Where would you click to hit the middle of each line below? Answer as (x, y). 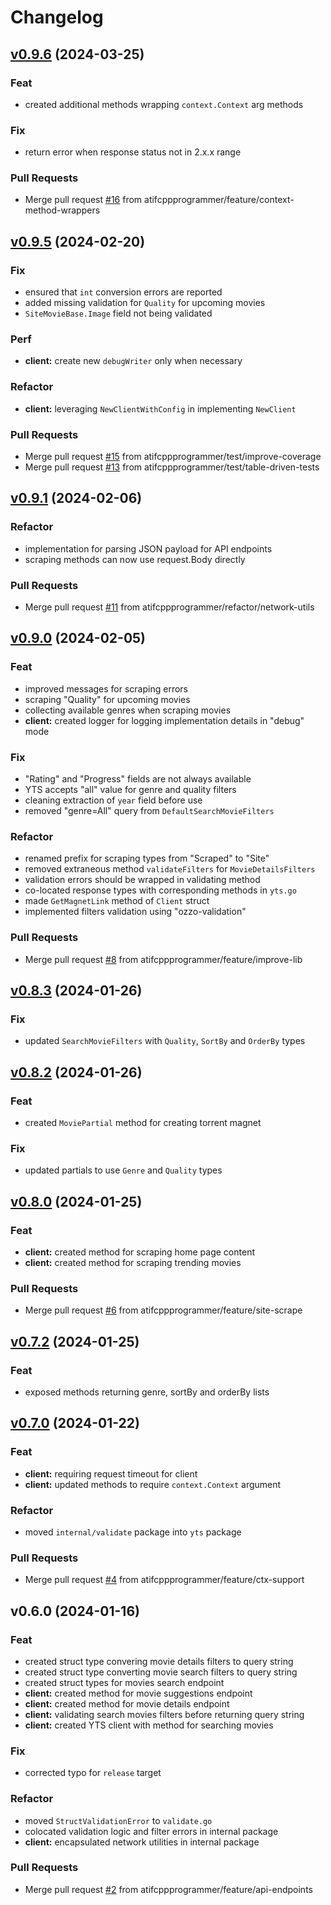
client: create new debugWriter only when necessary (133, 361)
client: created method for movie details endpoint (127, 1703)
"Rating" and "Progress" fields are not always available (138, 779)
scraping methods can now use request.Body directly (135, 559)
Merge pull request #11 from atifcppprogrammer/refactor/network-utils (169, 607)
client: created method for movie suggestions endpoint (138, 1693)
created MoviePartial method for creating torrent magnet (143, 1122)
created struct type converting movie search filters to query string (161, 1672)
